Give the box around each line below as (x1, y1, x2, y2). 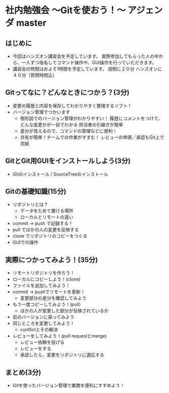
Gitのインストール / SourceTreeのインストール (12, 171, 108, 177)
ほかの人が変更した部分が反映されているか (20, 308, 109, 314)
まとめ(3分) (5, 368, 41, 376)
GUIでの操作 (12, 239, 39, 245)
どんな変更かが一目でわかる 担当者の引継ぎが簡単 (20, 122, 124, 128)
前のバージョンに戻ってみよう (12, 314, 75, 320)
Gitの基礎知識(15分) (5, 187, 67, 196)
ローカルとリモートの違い (20, 214, 74, 220)
